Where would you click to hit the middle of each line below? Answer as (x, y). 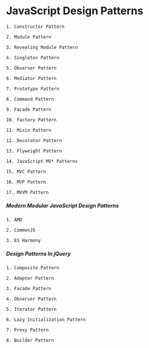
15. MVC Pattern (26, 172)
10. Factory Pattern (32, 120)
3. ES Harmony (24, 240)
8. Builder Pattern (30, 340)
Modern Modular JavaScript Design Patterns (63, 205)
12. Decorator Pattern (34, 140)
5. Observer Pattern (32, 68)
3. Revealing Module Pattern (42, 47)
